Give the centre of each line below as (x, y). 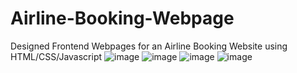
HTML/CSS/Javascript (56, 56)
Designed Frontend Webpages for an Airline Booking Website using (149, 46)
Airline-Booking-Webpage (122, 18)
